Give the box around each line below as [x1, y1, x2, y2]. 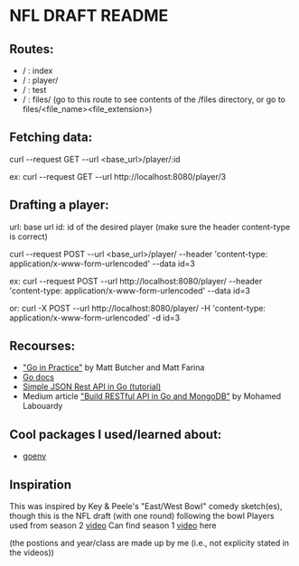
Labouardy [22, 401, 63, 412]
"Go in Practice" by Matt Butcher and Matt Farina [22, 362, 205, 373]
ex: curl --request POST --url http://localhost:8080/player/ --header [9, 275, 263, 286]
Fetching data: [9, 130, 93, 145]
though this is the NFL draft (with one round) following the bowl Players [9, 511, 275, 522]
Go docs [22, 372, 54, 383]
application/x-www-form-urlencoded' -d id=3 [9, 312, 181, 323]
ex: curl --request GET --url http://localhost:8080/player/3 [9, 171, 227, 181]
